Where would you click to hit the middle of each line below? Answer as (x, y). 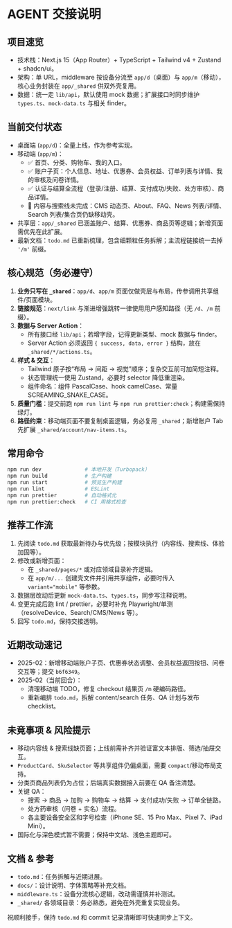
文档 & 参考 (31, 858)
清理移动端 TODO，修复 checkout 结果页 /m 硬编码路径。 (108, 689)
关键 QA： (32, 792)
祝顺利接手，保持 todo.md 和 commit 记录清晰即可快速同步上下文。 (102, 917)
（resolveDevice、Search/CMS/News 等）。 (79, 612)
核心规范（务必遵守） (53, 273)
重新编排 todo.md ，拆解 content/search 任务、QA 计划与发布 (113, 697)
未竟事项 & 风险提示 (49, 730)
